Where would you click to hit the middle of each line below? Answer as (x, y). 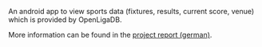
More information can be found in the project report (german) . (110, 35)
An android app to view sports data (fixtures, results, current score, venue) (131, 11)
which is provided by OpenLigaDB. (65, 20)
